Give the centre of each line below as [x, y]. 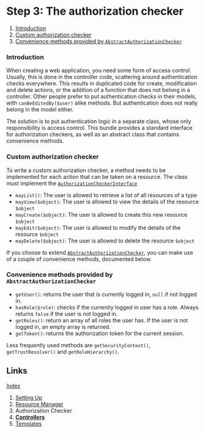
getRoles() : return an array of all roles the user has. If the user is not [102, 320]
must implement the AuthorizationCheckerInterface [72, 183]
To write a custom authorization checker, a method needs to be [86, 170]
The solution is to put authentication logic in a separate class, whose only [99, 121]
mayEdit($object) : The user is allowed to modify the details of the [98, 227]
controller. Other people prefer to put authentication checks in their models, [102, 97]
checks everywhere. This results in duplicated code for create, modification [102, 83]
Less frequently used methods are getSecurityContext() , [79, 345]
